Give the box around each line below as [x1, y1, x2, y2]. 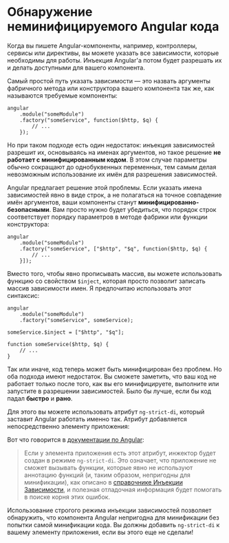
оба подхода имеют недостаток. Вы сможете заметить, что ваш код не [7, 372, 217, 381]
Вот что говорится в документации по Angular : [7, 435, 144, 444]
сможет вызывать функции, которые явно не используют [23, 463, 193, 471]
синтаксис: [7, 291, 40, 299]
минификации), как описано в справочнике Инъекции [23, 478, 184, 486]
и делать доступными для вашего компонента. [7, 63, 146, 72]
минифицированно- [138, 198, 199, 206]
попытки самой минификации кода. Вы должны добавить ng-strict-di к [7, 520, 220, 529]
